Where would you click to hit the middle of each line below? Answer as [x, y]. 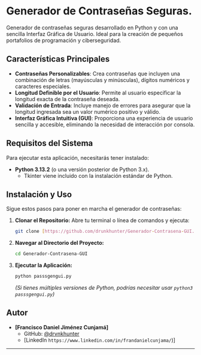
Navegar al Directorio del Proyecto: [59, 243]
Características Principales [58, 59]
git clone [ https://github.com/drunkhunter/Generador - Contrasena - [99, 232]
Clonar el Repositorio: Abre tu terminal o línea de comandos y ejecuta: [102, 220]
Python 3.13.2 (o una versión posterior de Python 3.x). [82, 169]
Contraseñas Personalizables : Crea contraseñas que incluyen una [98, 74]
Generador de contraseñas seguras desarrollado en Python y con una [92, 28]
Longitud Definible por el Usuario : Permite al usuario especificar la [98, 92]
